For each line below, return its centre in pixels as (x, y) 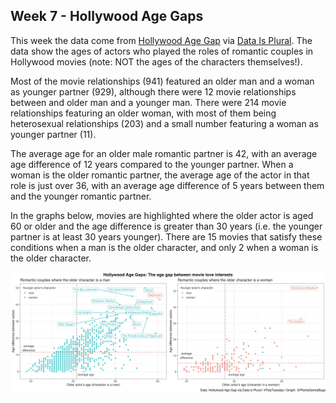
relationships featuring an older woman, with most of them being (143, 113)
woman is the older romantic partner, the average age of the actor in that (160, 175)
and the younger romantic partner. (81, 196)
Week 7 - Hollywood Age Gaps (107, 16)
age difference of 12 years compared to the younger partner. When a (152, 164)
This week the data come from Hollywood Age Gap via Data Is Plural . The (161, 40)
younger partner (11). (53, 134)
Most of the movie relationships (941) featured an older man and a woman (162, 81)
